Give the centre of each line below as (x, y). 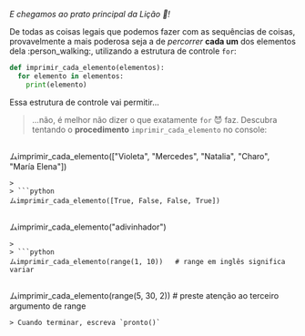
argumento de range (48, 306)
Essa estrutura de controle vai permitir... (84, 102)
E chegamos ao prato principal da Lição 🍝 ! (90, 14)
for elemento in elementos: (71, 76)
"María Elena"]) (38, 166)
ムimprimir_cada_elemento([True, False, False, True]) (115, 200)
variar (22, 270)
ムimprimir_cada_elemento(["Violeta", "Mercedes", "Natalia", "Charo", (140, 156)
